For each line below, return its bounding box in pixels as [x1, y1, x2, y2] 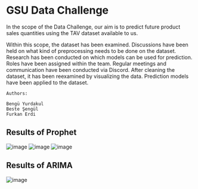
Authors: [6, 90, 28, 96]
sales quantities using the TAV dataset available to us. [6, 29, 138, 36]
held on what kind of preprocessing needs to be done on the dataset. [6, 47, 177, 54]
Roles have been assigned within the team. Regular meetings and [6, 60, 167, 67]
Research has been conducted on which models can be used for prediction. [6, 53, 193, 61]
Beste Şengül [6, 106, 39, 112]
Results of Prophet [6, 127, 77, 137]
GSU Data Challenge [6, 4, 109, 17]
